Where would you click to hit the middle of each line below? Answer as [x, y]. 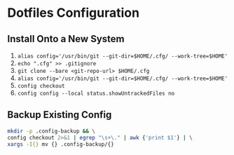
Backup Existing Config [60, 115]
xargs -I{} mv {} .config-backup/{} [61, 144]
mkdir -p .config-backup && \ [51, 131]
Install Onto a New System [66, 39]
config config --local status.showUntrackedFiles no [96, 93]
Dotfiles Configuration [74, 13]
